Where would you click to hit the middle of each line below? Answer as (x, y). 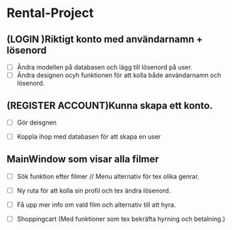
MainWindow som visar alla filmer (83, 160)
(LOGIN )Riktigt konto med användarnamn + (105, 39)
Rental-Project (50, 13)
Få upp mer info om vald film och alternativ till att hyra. (96, 205)
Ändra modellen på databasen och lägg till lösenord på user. (104, 67)
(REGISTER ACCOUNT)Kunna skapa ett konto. (110, 105)
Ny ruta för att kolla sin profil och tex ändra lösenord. (94, 190)
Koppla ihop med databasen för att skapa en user (89, 137)
